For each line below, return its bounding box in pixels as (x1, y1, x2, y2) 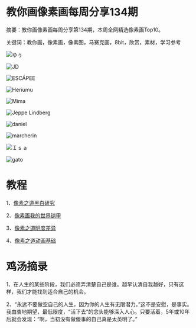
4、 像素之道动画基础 (6, 237, 57, 244)
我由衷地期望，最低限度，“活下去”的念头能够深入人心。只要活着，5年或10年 (6, 308, 190, 315)
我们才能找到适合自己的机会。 (16, 288, 89, 295)
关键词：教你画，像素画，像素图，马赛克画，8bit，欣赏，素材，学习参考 (6, 38, 181, 46)
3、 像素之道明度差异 (6, 224, 56, 231)
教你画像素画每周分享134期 (6, 5, 139, 19)
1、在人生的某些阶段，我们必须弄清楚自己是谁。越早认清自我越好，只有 (6, 281, 179, 288)
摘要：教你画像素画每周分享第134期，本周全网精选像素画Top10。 (6, 26, 164, 33)
